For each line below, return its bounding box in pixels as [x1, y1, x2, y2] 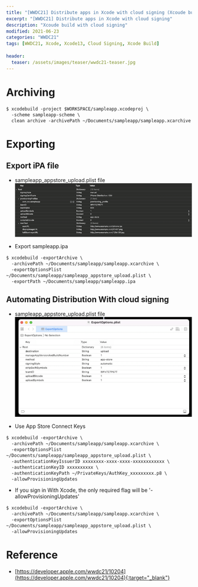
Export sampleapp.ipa [14, 242, 68, 249]
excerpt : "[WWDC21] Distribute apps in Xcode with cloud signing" [6, 15, 173, 22]
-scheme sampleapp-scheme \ [11, 112, 81, 118]
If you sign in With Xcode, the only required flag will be [14, 487, 148, 494]
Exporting [6, 137, 55, 151]
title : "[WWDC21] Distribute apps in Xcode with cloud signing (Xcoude [6, 9, 186, 15]
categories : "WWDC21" [6, 34, 60, 41]
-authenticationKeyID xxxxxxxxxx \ [11, 464, 99, 470]
